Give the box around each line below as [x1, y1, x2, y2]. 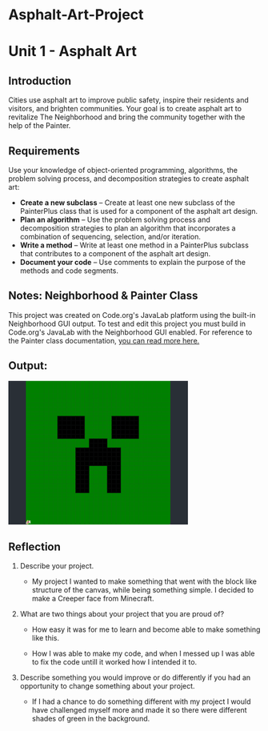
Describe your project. [19, 561, 94, 571]
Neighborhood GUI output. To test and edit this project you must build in [8, 319, 246, 328]
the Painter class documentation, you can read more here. [8, 335, 200, 345]
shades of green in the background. [31, 714, 150, 724]
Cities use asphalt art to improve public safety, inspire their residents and [8, 95, 250, 105]
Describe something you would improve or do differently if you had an [19, 673, 251, 682]
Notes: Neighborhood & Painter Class [8, 289, 198, 303]
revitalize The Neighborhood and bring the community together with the [8, 112, 246, 122]
